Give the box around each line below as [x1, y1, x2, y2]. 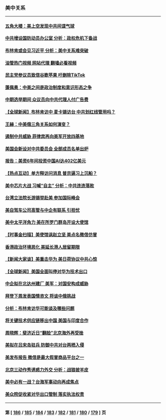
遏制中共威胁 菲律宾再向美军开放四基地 [5, 133, 84, 139]
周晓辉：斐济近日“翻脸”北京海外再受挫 [5, 330, 84, 336]
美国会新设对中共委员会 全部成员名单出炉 [5, 145, 89, 152]
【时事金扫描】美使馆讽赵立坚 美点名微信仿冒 [5, 232, 97, 238]
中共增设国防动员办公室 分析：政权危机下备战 [5, 35, 97, 41]
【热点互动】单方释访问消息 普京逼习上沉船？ [5, 170, 97, 177]
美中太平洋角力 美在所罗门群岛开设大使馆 [5, 219, 89, 225]
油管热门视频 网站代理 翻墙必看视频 [5, 60, 77, 65]
